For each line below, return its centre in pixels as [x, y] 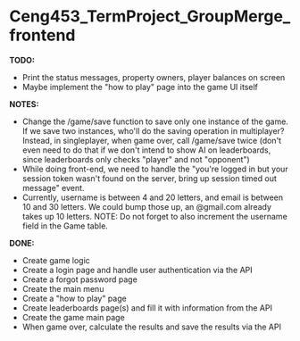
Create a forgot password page [80, 279]
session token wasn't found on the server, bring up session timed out [149, 178]
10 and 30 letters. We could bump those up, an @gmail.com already [147, 206]
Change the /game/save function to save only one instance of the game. [155, 121]
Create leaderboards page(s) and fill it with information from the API [147, 308]
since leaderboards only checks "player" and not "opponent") [136, 159]
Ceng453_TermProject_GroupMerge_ [150, 17]
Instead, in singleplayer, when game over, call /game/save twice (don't [152, 140]
